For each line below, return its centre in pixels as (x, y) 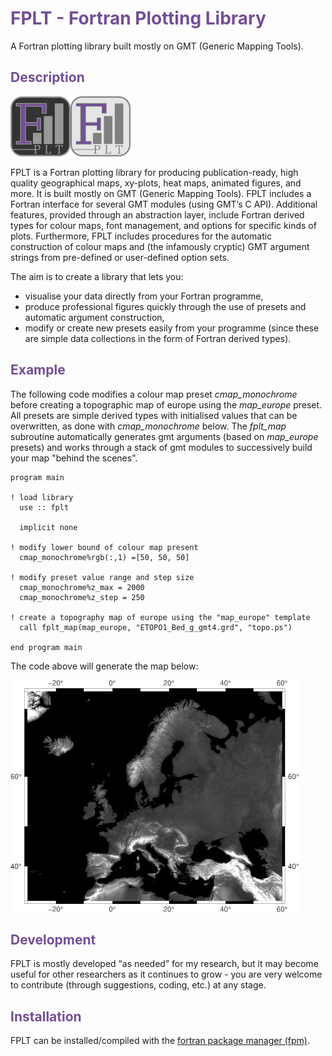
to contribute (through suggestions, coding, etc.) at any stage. (138, 985)
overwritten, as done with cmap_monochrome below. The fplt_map (148, 426)
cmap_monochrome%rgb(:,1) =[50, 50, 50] (104, 557)
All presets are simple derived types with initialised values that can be (154, 415)
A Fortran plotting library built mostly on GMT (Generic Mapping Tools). (157, 46)
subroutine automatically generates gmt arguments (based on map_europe (164, 436)
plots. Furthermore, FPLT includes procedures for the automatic (141, 236)
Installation (46, 1016)
